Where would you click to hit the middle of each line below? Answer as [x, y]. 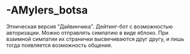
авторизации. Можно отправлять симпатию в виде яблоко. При [87, 32]
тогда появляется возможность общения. [59, 45]
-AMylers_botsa [47, 10]
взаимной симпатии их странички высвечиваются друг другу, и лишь [95, 39]
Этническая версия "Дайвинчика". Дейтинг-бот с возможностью [90, 26]
